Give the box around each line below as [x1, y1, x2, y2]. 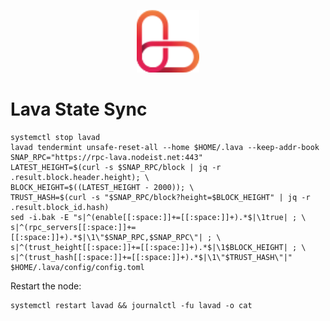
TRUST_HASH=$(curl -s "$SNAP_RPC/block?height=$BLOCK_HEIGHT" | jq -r [10, 192, 311, 202]
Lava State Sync [10, 98, 148, 121]
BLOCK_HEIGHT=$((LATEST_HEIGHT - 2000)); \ [10, 182, 195, 192]
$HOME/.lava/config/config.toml [10, 262, 145, 272]
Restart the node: [10, 280, 82, 292]
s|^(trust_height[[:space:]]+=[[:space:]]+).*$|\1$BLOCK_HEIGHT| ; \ [10, 242, 307, 252]
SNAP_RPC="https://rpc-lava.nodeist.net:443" [10, 152, 203, 162]
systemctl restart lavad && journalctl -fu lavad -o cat [10, 300, 253, 310]
